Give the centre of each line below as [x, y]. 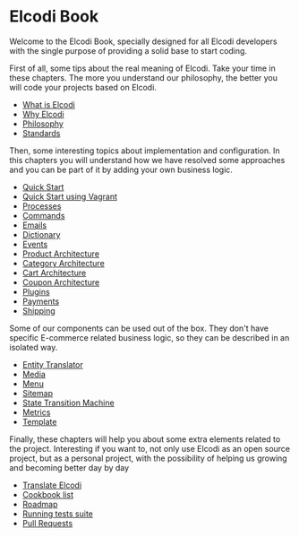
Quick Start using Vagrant [70, 196]
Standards [41, 133]
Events [35, 244]
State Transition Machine [68, 403]
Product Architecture [61, 254]
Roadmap [40, 504]
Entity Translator [52, 364]
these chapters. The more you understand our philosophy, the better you [144, 77]
